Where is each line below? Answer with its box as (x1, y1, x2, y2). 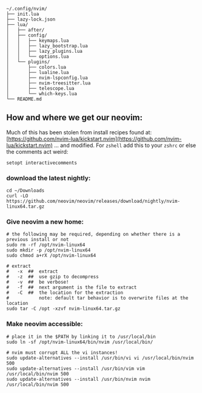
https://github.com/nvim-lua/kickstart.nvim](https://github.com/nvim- (8, 135, 182, 142)
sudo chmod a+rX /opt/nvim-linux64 (6, 253, 96, 259)
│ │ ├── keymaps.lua (6, 38, 69, 44)
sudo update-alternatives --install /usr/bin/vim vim (6, 365, 146, 372)
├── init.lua (6, 11, 39, 17)
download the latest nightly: (6, 174, 91, 182)
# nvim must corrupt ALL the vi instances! (6, 349, 118, 355)
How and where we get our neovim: (6, 112, 143, 123)
